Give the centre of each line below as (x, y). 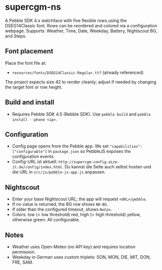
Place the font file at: (26, 63)
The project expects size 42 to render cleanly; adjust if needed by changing (81, 82)
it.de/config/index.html (37, 167)
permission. (24, 252)
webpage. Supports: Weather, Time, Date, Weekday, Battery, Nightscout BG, (81, 31)
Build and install (30, 102)
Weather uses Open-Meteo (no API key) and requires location (74, 247)
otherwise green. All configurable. (46, 220)
